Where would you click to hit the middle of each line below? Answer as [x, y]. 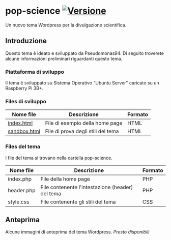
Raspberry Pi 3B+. [24, 88]
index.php [20, 179]
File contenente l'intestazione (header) [87, 187]
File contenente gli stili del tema [78, 202]
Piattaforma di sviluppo [35, 72]
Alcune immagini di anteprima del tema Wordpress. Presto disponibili [77, 232]
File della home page [65, 179]
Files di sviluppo [26, 101]
